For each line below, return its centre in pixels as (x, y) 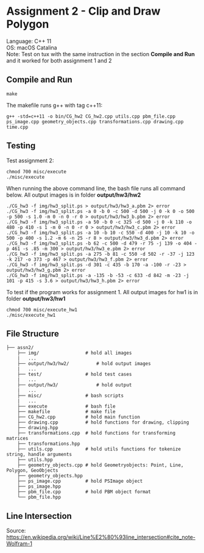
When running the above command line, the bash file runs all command (96, 188)
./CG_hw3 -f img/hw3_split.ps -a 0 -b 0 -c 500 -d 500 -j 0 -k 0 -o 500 (100, 211)
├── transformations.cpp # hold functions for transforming (96, 433)
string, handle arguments (39, 455)
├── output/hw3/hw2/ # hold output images (84, 364)
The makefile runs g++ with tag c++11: (54, 105)
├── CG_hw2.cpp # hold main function (79, 417)
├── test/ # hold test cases (75, 374)
